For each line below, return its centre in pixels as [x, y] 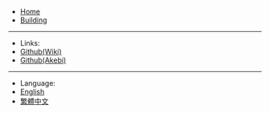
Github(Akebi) [43, 60]
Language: [38, 83]
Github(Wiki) [41, 52]
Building [33, 20]
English [32, 92]
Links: [30, 43]
